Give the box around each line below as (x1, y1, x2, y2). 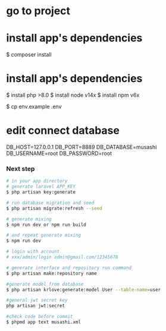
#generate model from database (6, 281, 84, 287)
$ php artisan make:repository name (6, 270, 97, 276)
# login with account (6, 248, 60, 255)
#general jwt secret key (6, 297, 68, 304)
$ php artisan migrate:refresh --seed (6, 205, 102, 212)
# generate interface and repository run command (6, 264, 132, 271)
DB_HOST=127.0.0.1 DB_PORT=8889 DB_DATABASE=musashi (6, 144, 157, 150)
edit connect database (6, 124, 120, 137)
